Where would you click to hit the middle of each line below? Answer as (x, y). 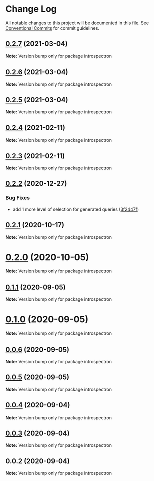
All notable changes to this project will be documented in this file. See (77, 23)
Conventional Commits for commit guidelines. (52, 28)
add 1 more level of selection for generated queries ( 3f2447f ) (76, 209)
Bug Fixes (18, 198)
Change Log (31, 9)
